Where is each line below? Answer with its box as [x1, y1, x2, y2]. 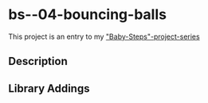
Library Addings [8, 82, 90, 95]
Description [8, 55, 68, 68]
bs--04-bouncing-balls [8, 6, 167, 24]
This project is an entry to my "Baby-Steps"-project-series [8, 32, 201, 41]
